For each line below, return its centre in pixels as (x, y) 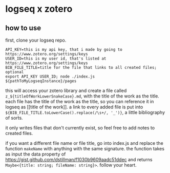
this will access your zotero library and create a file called (66, 91)
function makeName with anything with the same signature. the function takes (85, 149)
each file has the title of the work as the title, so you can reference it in (80, 101)
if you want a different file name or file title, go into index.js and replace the (84, 143)
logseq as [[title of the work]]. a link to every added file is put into (74, 107)
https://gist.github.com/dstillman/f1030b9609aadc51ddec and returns (79, 159)
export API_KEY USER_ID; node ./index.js (50, 76)
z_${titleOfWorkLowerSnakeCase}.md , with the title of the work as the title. (82, 96)
